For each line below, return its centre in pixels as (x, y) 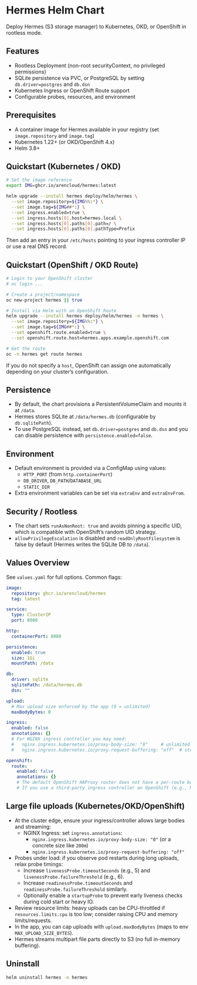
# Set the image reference (39, 180)
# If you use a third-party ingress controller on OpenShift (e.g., (102, 788)
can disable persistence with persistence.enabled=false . (84, 435)
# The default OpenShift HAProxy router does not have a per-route (101, 783)
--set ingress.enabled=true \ (48, 212)
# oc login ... (25, 284)
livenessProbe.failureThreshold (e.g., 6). (74, 876)
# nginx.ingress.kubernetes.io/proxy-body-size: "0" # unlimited (101, 744)
